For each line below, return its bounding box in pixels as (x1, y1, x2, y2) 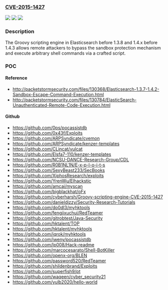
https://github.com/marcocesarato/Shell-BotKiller (12, 247, 115, 253)
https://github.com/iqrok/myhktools (12, 231, 86, 237)
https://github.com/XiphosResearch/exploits (12, 172, 104, 178)
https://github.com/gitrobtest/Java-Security (12, 215, 103, 221)
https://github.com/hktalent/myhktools (12, 225, 92, 231)
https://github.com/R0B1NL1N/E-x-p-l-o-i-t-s (12, 162, 105, 168)
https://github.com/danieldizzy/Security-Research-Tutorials (12, 199, 135, 205)
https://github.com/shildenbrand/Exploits (12, 263, 98, 269)
